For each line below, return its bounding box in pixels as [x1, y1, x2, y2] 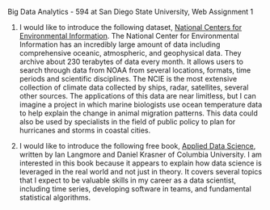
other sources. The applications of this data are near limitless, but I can [19, 91, 256, 100]
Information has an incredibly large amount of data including [19, 40, 221, 49]
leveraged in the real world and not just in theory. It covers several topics [19, 167, 263, 176]
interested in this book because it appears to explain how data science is [19, 158, 262, 168]
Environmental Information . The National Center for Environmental [19, 31, 239, 40]
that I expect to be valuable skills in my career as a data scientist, [19, 175, 236, 185]
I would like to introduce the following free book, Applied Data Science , [19, 141, 256, 150]
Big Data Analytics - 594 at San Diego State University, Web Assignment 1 [7, 7, 254, 16]
